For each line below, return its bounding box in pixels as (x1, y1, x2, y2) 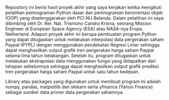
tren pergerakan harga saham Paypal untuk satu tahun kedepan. (5, 69, 140, 75)
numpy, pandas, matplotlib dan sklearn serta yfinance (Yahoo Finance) (5, 84, 153, 90)
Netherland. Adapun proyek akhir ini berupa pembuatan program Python (5, 31, 157, 37)
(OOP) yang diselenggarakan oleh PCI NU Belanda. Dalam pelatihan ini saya (5, 15, 164, 21)
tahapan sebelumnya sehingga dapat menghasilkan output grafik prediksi (5, 63, 159, 69)
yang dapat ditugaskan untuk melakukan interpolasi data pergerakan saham (5, 36, 164, 42)
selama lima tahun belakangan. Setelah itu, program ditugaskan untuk (5, 53, 151, 59)
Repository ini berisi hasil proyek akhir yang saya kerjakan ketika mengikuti (5, 5, 162, 10)
